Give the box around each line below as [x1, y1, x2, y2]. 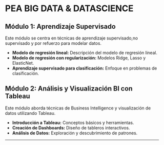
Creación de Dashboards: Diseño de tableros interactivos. [12, 125, 130, 130]
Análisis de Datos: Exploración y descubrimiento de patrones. [12, 130, 138, 136]
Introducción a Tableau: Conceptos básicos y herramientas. [12, 120, 134, 126]
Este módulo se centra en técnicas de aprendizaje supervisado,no [5, 35, 138, 41]
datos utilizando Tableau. [5, 110, 56, 116]
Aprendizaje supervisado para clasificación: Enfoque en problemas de [12, 65, 157, 71]
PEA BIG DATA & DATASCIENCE [5, 3, 134, 14]
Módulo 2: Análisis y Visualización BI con [5, 85, 133, 93]
